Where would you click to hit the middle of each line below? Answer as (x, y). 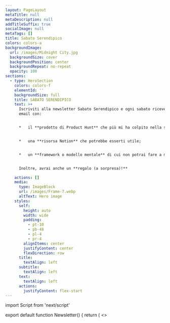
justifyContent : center (48, 248)
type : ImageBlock (37, 187)
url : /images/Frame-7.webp (47, 192)
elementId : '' (29, 90)
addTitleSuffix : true (28, 24)
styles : (22, 201)
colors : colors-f (33, 85)
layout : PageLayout (26, 10)
